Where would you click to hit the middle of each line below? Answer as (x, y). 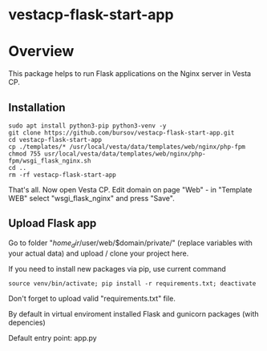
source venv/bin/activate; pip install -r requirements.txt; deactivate (132, 283)
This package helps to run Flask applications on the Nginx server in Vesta (129, 74)
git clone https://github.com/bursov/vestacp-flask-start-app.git (121, 133)
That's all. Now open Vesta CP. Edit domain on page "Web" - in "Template (130, 189)
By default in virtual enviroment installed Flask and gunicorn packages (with (133, 313)
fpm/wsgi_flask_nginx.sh (50, 161)
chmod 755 (25, 154)
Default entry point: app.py (53, 337)
